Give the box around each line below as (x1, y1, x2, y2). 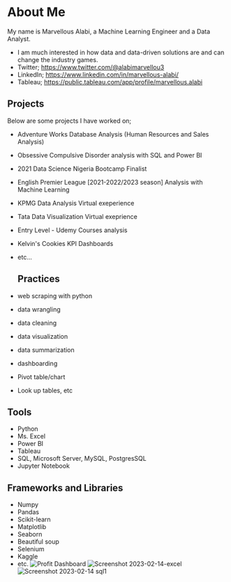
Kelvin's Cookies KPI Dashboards (17, 239, 114, 247)
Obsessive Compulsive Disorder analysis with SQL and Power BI (17, 151, 202, 159)
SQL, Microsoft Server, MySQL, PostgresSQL (17, 454, 147, 463)
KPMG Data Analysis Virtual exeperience (17, 199, 135, 207)
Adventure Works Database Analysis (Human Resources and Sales (17, 130, 209, 138)
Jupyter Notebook (17, 461, 70, 470)
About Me (7, 4, 66, 20)
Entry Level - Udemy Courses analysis (17, 226, 128, 234)
